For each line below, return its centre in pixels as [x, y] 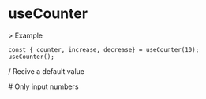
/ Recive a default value [47, 71]
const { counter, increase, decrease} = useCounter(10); [104, 49]
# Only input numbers [43, 86]
